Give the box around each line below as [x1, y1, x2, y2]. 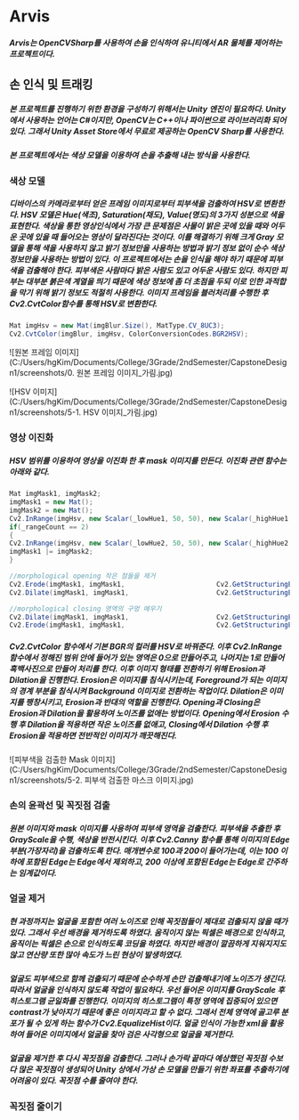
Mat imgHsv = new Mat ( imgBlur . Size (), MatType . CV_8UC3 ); [9, 321, 225, 330]
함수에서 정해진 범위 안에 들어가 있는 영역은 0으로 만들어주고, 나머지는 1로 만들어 [9, 652, 285, 662]
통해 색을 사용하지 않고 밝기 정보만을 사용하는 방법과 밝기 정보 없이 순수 [25, 243, 269, 254]
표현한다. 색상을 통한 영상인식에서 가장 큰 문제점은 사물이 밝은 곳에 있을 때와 [9, 221, 269, 231]
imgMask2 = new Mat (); [9, 506, 93, 515]
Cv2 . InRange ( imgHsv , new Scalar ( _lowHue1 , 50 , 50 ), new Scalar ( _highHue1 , [9, 514, 293, 523]
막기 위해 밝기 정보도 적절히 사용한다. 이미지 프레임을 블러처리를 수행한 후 [18, 288, 269, 298]
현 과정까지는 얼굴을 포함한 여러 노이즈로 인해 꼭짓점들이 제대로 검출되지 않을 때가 [9, 915, 288, 927]
